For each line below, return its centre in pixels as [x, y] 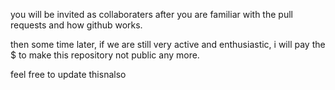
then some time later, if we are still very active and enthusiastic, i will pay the [168, 44]
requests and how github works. [76, 25]
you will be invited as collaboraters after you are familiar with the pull [151, 14]
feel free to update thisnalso [68, 74]
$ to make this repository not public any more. [105, 55]
